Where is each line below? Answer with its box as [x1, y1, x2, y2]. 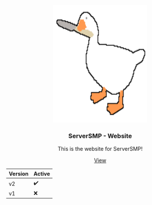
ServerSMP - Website [68, 132, 132, 140]
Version [8, 170, 29, 177]
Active [33, 170, 51, 177]
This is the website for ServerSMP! [57, 145, 143, 153]
